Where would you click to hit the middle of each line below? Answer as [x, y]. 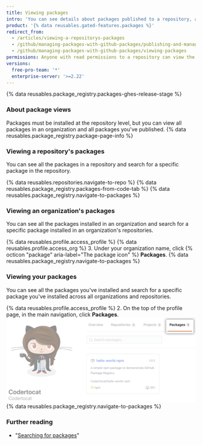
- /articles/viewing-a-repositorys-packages [68, 38]
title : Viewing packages [37, 13]
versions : [19, 63]
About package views [38, 110]
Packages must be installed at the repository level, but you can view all [94, 123]
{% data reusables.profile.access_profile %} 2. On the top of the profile [94, 308]
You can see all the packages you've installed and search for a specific [94, 290]
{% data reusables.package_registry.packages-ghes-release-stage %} [94, 94]
